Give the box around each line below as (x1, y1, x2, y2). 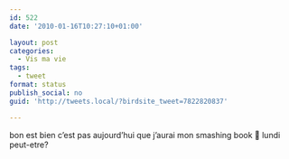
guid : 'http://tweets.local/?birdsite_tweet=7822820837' (9, 97, 228, 106)
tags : (9, 63, 30, 72)
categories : (9, 46, 54, 55)
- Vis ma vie (17, 55, 67, 64)
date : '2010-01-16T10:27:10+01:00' (9, 22, 144, 31)
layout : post (9, 38, 59, 47)
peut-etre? (9, 139, 49, 150)
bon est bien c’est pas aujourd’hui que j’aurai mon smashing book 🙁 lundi (9, 129, 281, 140)
